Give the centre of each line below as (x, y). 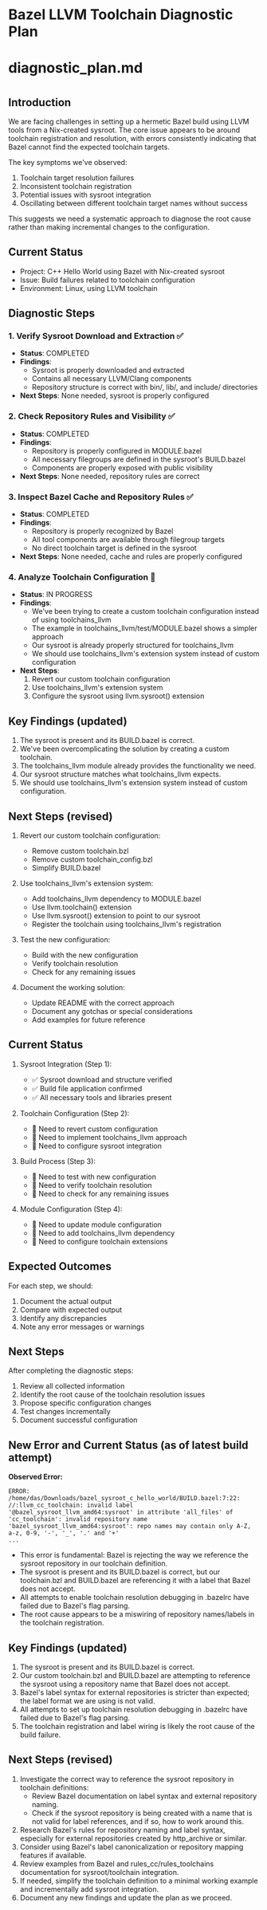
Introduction (40, 102)
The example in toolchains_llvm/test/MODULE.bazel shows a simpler (144, 628)
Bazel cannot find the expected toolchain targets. (89, 147)
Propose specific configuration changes (86, 1403)
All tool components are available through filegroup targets (128, 540)
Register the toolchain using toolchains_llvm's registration (126, 924)
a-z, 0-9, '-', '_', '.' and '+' (64, 1533)
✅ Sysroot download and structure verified (102, 1079)
